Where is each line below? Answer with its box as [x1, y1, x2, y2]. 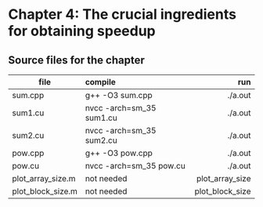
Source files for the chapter [8, 53, 145, 67]
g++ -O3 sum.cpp [85, 90, 153, 100]
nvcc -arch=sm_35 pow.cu [85, 161, 186, 171]
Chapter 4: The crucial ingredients [8, 5, 237, 24]
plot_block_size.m [12, 186, 78, 197]
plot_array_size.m [12, 173, 76, 183]
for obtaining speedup [8, 22, 156, 40]
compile [85, 77, 116, 87]
